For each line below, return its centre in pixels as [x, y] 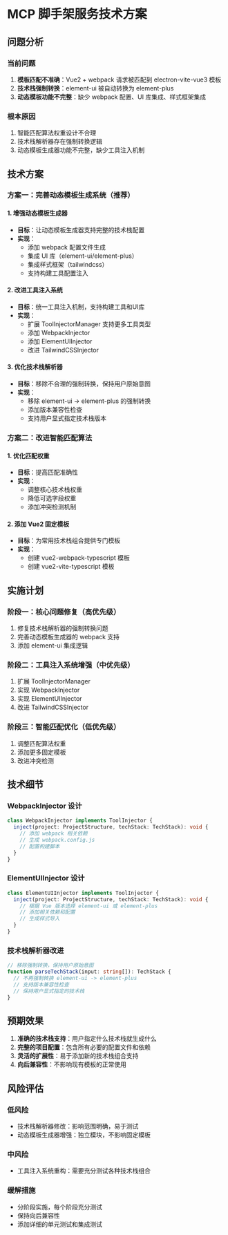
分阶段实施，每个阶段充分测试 [59, 1207]
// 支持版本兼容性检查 [41, 984]
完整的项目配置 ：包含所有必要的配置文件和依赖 [84, 1047]
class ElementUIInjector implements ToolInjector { [83, 893]
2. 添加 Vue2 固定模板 [38, 524]
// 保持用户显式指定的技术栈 [49, 991]
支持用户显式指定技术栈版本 [67, 418]
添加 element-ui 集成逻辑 [53, 645]
